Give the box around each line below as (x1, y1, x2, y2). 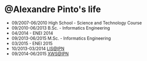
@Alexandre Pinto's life (4, 4, 101, 15)
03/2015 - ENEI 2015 (11, 40, 53, 46)
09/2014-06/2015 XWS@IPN (11, 50, 69, 57)
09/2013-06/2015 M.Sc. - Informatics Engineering (11, 35, 111, 41)
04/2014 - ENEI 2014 (11, 30, 54, 36)
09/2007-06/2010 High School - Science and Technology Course (11, 20, 142, 26)
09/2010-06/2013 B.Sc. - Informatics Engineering (11, 25, 110, 30)
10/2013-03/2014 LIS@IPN (11, 46, 65, 51)
